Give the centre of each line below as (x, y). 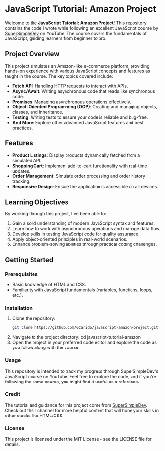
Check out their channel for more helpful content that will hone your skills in (82, 410)
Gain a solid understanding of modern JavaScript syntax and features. (83, 223)
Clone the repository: (34, 318)
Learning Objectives (37, 202)
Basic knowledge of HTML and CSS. (49, 285)
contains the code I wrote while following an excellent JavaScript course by (82, 28)
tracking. (21, 181)
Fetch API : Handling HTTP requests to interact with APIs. (70, 86)
